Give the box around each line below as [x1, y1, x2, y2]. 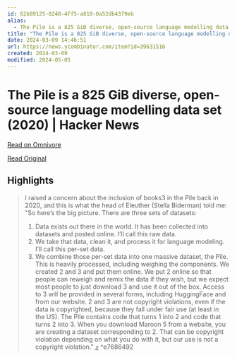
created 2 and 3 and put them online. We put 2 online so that [35, 267, 212, 276]
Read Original [7, 154, 47, 163]
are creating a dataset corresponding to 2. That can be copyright [35, 327, 224, 336]
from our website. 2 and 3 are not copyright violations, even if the [35, 297, 226, 306]
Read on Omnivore [7, 140, 61, 149]
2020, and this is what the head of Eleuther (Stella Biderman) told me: [24, 201, 227, 209]
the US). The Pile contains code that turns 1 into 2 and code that [35, 312, 221, 321]
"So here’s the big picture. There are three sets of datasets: [24, 208, 197, 216]
